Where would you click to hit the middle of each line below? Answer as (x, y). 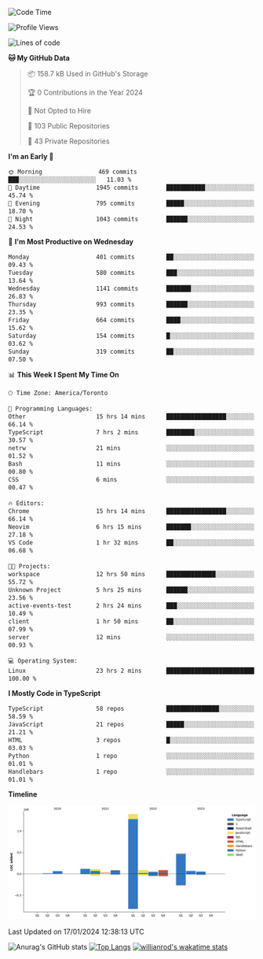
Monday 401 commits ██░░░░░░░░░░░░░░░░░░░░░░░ (131, 257)
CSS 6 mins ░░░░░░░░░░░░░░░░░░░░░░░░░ (131, 480)
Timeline (23, 794)
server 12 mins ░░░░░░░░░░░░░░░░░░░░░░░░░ (131, 637)
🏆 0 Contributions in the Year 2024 (85, 92)
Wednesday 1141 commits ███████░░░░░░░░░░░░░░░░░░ (131, 288)
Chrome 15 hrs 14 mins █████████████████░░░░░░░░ (131, 511)
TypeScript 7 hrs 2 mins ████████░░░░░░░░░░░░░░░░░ (131, 433)
